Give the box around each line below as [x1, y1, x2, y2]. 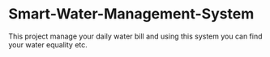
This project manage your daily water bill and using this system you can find [8, 31, 263, 41]
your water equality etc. [8, 39, 88, 49]
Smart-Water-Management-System [8, 5, 255, 23]
